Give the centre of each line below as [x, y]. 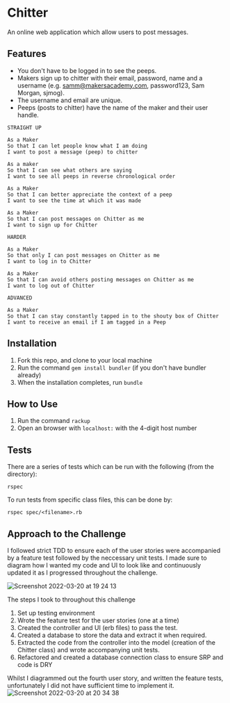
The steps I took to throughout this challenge [71, 599]
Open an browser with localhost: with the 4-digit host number [107, 428]
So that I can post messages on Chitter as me [76, 219]
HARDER [17, 237]
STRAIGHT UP [24, 127]
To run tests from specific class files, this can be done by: [90, 500]
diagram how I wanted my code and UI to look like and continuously [104, 565]
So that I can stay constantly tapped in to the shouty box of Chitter [113, 316]
